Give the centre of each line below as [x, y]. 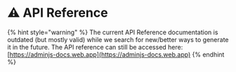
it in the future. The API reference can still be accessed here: [95, 47]
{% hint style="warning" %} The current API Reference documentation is [113, 32]
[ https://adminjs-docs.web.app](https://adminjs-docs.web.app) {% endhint [116, 55]
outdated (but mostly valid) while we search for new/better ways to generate [118, 39]
